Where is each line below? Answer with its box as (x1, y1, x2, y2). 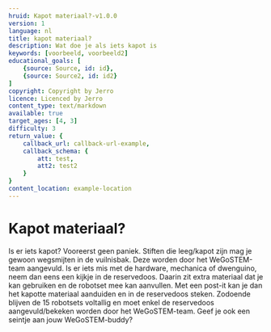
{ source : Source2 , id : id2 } (23, 72, 117, 80)
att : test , (37, 154, 74, 162)
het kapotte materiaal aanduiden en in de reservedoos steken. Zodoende (8, 288, 251, 299)
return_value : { (8, 132, 63, 140)
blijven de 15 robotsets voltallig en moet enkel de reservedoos (8, 297, 214, 307)
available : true (8, 110, 63, 118)
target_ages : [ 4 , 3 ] (8, 117, 78, 125)
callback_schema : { (23, 147, 89, 155)
